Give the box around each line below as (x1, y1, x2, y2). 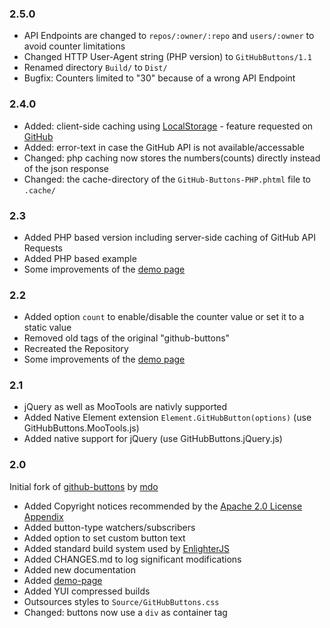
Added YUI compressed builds (23, 585, 151, 597)
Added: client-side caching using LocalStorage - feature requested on (23, 120, 314, 132)
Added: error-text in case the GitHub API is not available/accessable (23, 141, 306, 153)
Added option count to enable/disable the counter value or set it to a (23, 311, 305, 323)
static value (23, 322, 72, 334)
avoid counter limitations (23, 40, 126, 52)
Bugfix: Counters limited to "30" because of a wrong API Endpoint (23, 72, 296, 84)
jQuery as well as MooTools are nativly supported (23, 401, 228, 413)
